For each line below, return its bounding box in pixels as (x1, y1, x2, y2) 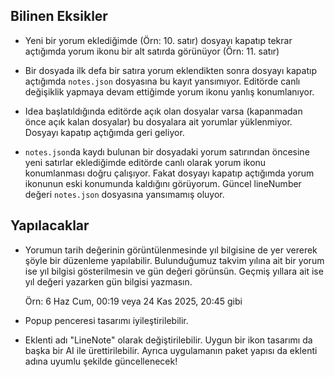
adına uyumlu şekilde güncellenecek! (24, 355, 178, 367)
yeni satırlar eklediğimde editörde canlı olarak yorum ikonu (24, 156, 267, 168)
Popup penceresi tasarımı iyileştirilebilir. (24, 314, 189, 326)
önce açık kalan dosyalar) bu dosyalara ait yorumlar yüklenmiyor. (24, 115, 293, 128)
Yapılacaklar (10, 217, 90, 234)
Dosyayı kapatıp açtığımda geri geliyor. (24, 126, 185, 138)
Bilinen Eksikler (10, 8, 108, 25)
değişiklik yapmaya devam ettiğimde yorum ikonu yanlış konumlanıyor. (24, 85, 315, 98)
